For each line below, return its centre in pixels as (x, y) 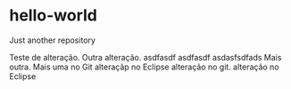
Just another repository (53, 40)
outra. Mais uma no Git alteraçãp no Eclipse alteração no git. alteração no (144, 67)
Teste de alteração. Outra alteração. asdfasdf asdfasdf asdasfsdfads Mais (145, 57)
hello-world (54, 16)
